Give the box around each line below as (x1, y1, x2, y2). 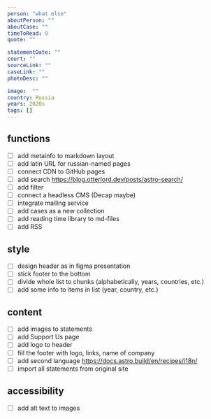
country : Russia (7, 94, 54, 101)
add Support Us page (17, 333, 80, 341)
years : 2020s (7, 101, 45, 108)
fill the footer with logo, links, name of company (17, 348, 155, 357)
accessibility (7, 385, 64, 397)
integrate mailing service (17, 199, 89, 207)
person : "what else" (7, 10, 68, 17)
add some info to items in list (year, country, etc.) (17, 285, 159, 294)
